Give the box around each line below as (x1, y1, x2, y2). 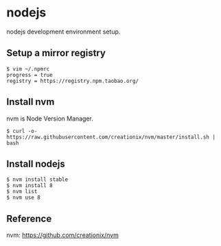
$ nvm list (6, 188, 38, 195)
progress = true (6, 71, 53, 78)
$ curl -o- (6, 127, 38, 134)
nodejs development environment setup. (6, 27, 121, 36)
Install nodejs (6, 158, 66, 169)
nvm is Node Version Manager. (6, 114, 94, 123)
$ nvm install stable (6, 176, 69, 183)
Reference (6, 212, 52, 224)
